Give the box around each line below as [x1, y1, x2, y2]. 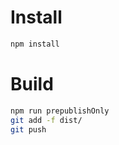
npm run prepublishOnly [10, 106, 110, 116]
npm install [10, 39, 60, 49]
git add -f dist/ [10, 115, 83, 125]
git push [10, 124, 47, 135]
